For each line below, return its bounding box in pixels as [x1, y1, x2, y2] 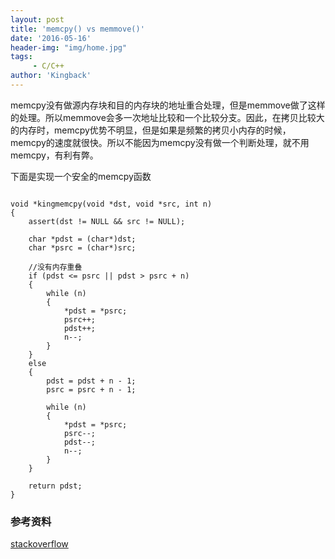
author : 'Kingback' [10, 71, 92, 81]
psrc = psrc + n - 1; [46, 384, 137, 395]
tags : [10, 52, 33, 62]
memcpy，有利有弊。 [10, 149, 99, 161]
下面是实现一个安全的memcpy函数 [10, 170, 152, 182]
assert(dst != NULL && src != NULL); [28, 216, 186, 226]
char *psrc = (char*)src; [28, 242, 137, 253]
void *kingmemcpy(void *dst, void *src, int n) [10, 199, 213, 209]
